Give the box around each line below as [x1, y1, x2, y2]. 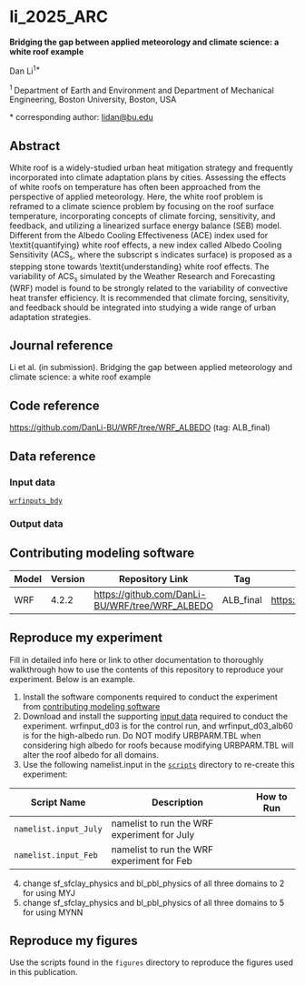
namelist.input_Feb [14, 850, 98, 860]
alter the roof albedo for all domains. [22, 749, 159, 760]
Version [50, 572, 85, 585]
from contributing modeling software [22, 700, 161, 711]
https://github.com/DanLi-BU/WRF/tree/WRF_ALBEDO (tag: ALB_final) [9, 422, 271, 433]
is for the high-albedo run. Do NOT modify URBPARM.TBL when [22, 729, 261, 740]
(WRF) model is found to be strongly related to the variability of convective [9, 282, 289, 293]
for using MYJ [22, 887, 75, 898]
